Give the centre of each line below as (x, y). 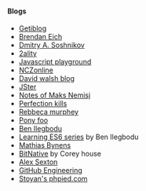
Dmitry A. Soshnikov (52, 45)
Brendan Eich (40, 37)
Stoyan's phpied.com (53, 179)
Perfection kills (43, 104)
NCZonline (36, 70)
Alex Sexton (38, 162)
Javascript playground (55, 62)
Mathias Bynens (45, 145)
